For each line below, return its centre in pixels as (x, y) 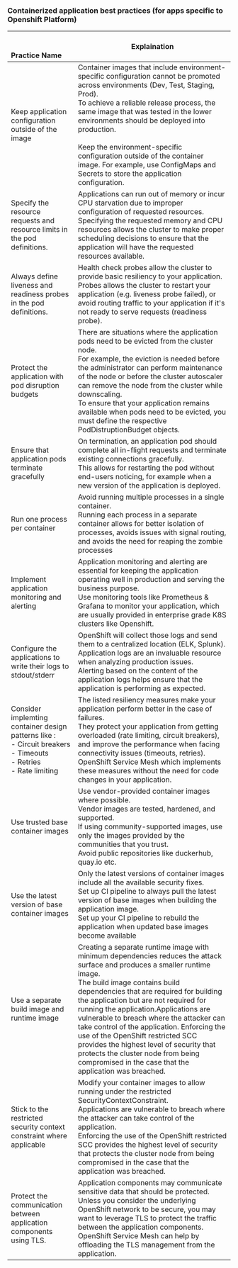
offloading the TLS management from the (146, 1245)
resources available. (111, 256)
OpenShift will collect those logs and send (147, 635)
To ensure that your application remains (144, 403)
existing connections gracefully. (131, 459)
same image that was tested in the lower (145, 112)
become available (107, 936)
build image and (38, 1009)
